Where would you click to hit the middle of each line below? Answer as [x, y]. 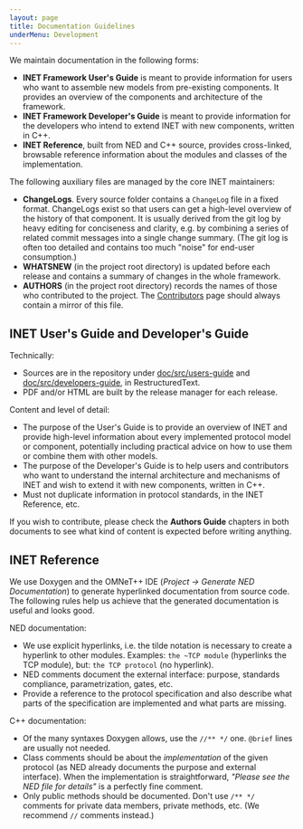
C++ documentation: [48, 721]
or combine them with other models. [90, 456]
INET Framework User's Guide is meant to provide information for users [157, 78]
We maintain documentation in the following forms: [104, 61]
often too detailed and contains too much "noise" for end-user [138, 248]
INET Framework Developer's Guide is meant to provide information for [156, 116]
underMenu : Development [54, 34]
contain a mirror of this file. [73, 305]
